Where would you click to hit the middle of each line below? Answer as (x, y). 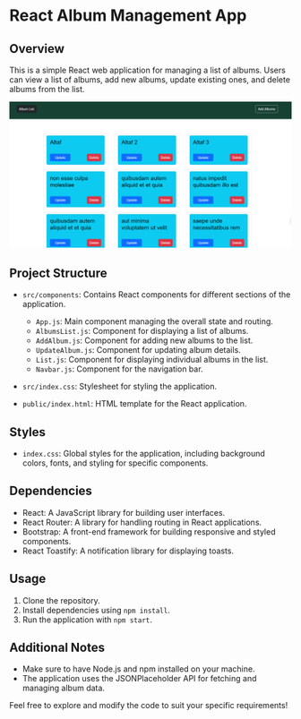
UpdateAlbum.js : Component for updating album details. (138, 350)
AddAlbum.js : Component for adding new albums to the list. (144, 340)
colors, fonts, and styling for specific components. (115, 463)
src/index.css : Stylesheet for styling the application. (120, 387)
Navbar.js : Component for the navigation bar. (119, 369)
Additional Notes (57, 647)
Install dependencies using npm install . (96, 610)
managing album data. (64, 688)
